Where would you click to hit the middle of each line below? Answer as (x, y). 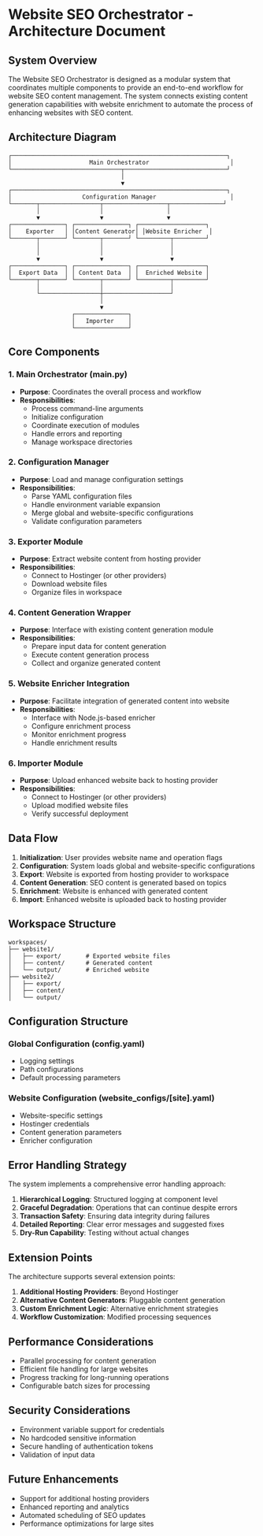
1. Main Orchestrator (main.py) (68, 374)
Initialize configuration (67, 417)
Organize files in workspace (77, 592)
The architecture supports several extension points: (92, 1277)
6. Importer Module (46, 763)
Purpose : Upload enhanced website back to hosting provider (119, 780)
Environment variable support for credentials (92, 1429)
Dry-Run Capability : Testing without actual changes (104, 1233)
